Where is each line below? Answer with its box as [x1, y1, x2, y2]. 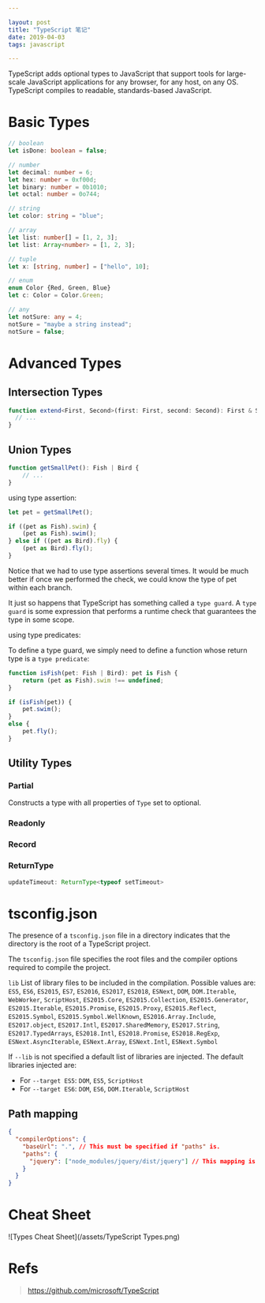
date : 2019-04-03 [8, 33, 65, 41]
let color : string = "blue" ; [8, 212, 104, 220]
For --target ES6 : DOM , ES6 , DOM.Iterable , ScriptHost [19, 1084, 190, 1094]
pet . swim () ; [22, 706, 62, 713]
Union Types [8, 443, 72, 456]
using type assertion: [8, 492, 77, 502]
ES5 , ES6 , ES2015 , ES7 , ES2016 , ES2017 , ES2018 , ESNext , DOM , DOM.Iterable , [8, 987, 237, 996]
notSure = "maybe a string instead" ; [8, 320, 132, 328]
